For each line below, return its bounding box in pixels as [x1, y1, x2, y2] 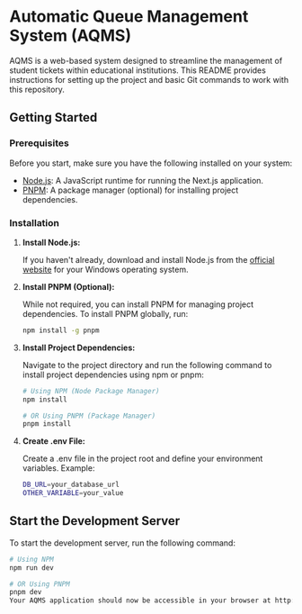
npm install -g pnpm [22, 326, 100, 335]
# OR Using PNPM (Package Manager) [22, 411, 156, 420]
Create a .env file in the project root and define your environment [22, 453, 263, 465]
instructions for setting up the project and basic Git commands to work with [9, 74, 289, 85]
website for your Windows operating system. [22, 264, 189, 275]
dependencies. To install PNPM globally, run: [22, 308, 189, 319]
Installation [9, 216, 60, 229]
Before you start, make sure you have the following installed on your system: [9, 158, 293, 168]
